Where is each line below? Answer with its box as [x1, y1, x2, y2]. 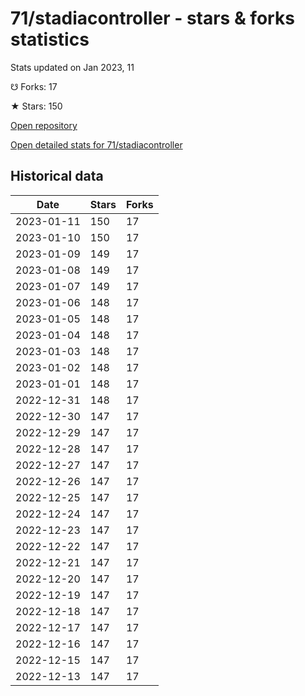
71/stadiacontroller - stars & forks [10, 7, 295, 30]
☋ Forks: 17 [10, 80, 58, 92]
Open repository [10, 119, 78, 131]
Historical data [10, 168, 104, 185]
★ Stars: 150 [10, 100, 63, 112]
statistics [10, 28, 90, 51]
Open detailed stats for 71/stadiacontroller [10, 138, 183, 151]
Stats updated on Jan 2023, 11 [10, 61, 135, 73]
